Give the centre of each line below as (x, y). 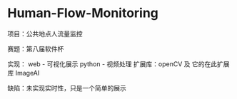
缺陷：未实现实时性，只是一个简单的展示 (67, 88)
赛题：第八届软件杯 (36, 48)
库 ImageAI (24, 73)
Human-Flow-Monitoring (83, 13)
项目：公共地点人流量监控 (45, 33)
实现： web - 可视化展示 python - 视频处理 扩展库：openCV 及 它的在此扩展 (118, 64)
